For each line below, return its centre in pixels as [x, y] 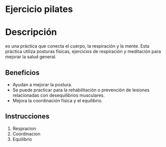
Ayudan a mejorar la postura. [42, 84]
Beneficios [22, 72]
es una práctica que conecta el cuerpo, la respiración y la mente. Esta [77, 46]
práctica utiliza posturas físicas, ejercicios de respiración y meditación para [83, 52]
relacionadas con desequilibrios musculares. [59, 95]
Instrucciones [27, 116]
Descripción [31, 32]
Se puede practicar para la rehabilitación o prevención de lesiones [81, 90]
